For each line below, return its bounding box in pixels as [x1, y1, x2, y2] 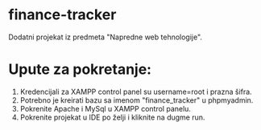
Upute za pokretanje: [8, 60, 151, 79]
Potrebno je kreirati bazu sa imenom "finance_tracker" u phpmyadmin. [19, 95, 254, 105]
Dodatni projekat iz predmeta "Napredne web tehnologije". [8, 32, 203, 42]
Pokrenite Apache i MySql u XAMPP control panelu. [19, 104, 192, 113]
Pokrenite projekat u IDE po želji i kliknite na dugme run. [19, 112, 205, 122]
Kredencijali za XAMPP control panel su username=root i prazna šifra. [19, 87, 252, 96]
